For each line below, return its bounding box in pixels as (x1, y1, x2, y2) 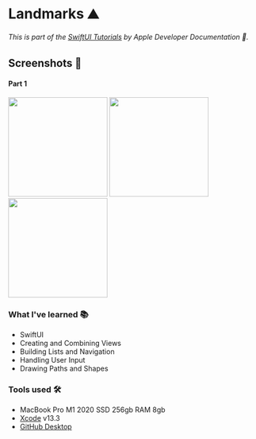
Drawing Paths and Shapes (19, 363, 109, 373)
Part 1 (8, 79, 28, 88)
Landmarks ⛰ (8, 5, 99, 23)
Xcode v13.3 (19, 414, 61, 423)
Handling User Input (19, 355, 86, 364)
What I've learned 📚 (8, 309, 89, 320)
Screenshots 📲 (8, 56, 82, 70)
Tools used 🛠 (8, 383, 62, 394)
